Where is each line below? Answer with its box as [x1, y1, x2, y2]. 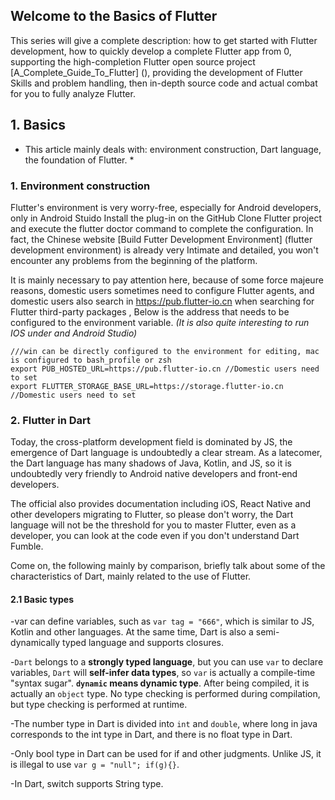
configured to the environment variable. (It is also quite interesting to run [10, 316, 310, 328]
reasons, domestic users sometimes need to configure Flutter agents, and [10, 284, 315, 296]
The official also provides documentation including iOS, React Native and [10, 498, 312, 510]
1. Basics [10, 117, 67, 134]
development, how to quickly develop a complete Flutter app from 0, [10, 45, 292, 57]
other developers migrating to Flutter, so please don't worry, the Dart [10, 509, 294, 521]
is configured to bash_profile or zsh [10, 355, 172, 365]
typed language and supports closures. [61, 637, 225, 649]
